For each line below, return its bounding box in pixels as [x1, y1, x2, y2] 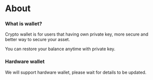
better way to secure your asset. [5, 37, 70, 42]
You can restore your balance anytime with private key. [5, 46, 115, 52]
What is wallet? [5, 20, 42, 27]
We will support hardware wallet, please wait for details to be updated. [5, 69, 147, 75]
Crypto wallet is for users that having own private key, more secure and [5, 31, 149, 37]
